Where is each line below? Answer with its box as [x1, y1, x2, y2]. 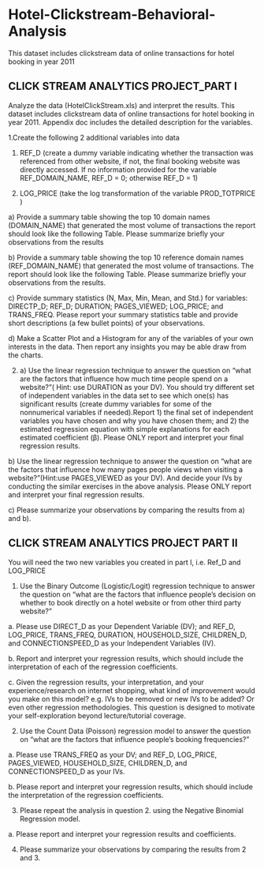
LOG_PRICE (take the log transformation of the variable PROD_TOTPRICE [19, 188, 256, 198]
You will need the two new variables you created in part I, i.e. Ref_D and [8, 557, 241, 567]
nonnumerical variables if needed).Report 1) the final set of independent [19, 407, 254, 417]
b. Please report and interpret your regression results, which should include [8, 781, 254, 791]
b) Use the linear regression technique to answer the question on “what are [8, 456, 252, 466]
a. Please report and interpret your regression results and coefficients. [8, 829, 236, 838]
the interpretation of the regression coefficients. [8, 790, 164, 800]
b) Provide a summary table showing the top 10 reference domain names [8, 253, 244, 262]
